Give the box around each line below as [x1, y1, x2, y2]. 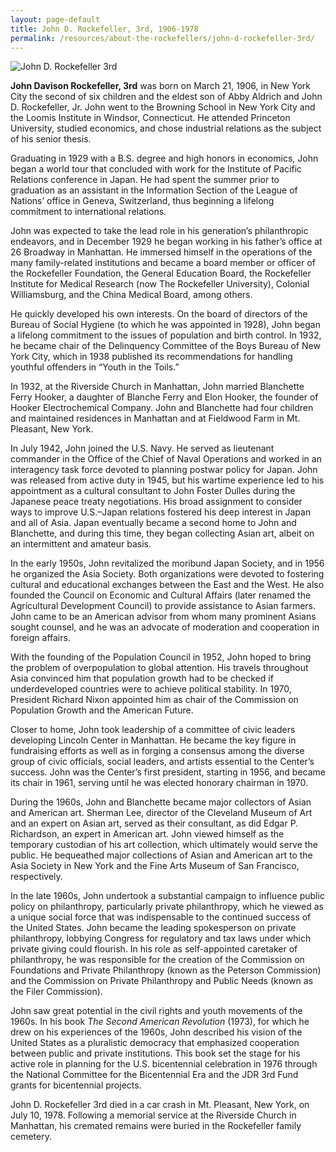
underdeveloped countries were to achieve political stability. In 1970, [10, 683, 292, 695]
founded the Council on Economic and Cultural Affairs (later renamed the [10, 589, 312, 601]
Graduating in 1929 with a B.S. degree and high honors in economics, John [10, 152, 319, 165]
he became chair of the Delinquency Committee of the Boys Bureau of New [10, 340, 321, 352]
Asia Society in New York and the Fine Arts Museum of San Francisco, [10, 860, 300, 872]
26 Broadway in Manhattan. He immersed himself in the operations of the [10, 246, 313, 258]
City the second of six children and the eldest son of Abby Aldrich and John [10, 91, 323, 103]
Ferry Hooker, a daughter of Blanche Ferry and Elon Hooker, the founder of [10, 391, 319, 403]
